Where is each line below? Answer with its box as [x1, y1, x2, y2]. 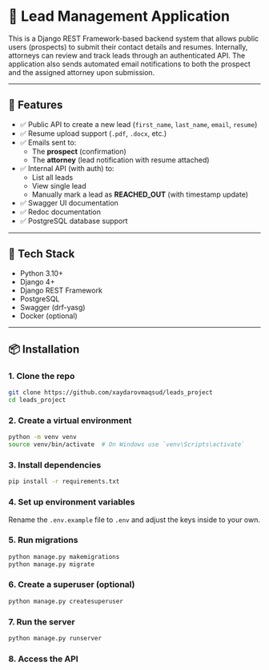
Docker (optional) [19, 311, 78, 321]
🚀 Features [8, 98, 63, 112]
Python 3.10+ [19, 268, 64, 278]
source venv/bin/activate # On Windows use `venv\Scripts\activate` [8, 441, 246, 449]
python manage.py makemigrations [8, 552, 120, 560]
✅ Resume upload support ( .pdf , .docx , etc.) [19, 128, 167, 138]
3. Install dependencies [8, 459, 102, 470]
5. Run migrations [8, 535, 78, 546]
